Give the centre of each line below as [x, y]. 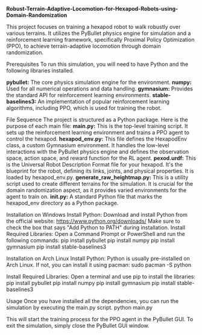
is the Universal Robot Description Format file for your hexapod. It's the [95, 164]
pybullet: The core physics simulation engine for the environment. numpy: [99, 82]
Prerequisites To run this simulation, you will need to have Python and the [97, 64]
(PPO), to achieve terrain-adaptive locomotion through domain [84, 46]
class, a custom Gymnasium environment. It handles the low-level [88, 145]
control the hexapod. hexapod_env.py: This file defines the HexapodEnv [96, 139]
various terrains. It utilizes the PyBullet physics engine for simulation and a [99, 33]
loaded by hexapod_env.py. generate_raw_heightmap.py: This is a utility [97, 177]
